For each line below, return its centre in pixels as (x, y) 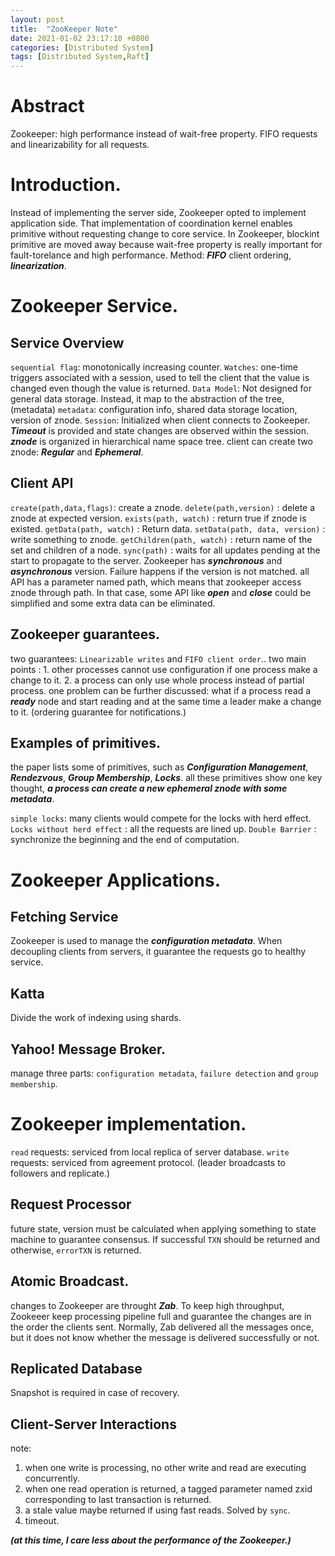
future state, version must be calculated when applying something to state (163, 1228)
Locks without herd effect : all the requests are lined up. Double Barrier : (163, 829)
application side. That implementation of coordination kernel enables (151, 223)
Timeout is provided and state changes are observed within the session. (160, 430)
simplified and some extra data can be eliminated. (113, 603)
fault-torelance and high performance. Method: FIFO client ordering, (151, 255)
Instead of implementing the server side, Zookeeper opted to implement (158, 212)
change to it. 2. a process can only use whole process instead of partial (157, 680)
